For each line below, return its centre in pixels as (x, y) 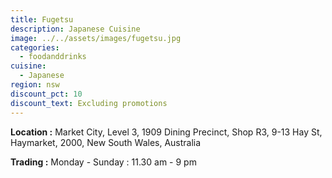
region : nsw (35, 85)
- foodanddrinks (53, 57)
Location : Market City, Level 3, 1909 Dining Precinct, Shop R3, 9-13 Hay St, (166, 132)
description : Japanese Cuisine (75, 29)
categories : (35, 47)
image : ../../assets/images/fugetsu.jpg (96, 38)
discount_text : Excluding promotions (89, 103)
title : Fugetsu (42, 19)
